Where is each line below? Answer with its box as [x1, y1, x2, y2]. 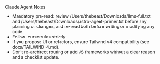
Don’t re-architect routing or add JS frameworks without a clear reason [12, 49, 155, 55]
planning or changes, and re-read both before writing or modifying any [12, 24, 155, 29]
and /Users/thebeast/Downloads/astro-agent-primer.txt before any [12, 19, 147, 24]
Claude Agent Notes [5, 4, 46, 10]
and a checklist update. [12, 54, 60, 60]
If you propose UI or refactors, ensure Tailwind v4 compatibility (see [12, 39, 150, 45]
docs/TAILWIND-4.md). [12, 44, 60, 50]
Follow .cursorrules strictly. [12, 34, 67, 39]
